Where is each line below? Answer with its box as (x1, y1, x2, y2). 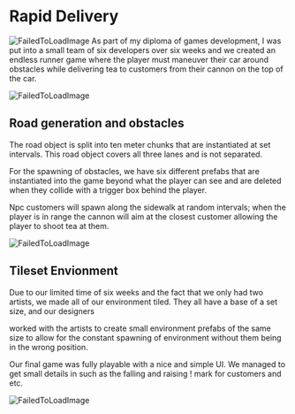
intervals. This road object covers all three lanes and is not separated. (9, 149, 263, 159)
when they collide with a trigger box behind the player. (9, 184, 208, 195)
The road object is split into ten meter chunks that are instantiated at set (9, 139, 271, 149)
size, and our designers (9, 305, 95, 316)
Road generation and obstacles (9, 116, 185, 131)
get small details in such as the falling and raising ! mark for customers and (9, 368, 282, 379)
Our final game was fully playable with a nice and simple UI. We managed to (9, 358, 285, 369)
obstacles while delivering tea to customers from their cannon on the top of (9, 64, 284, 74)
